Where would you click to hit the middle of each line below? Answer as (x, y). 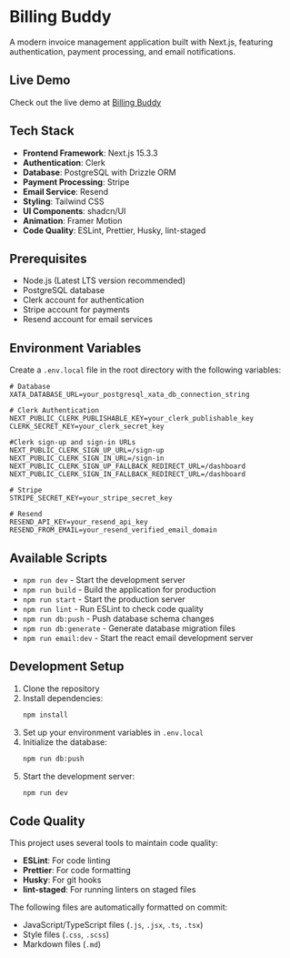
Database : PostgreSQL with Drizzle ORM (99, 172)
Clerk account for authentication (83, 300)
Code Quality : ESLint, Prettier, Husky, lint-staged (114, 230)
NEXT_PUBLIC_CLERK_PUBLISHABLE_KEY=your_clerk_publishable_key (132, 419)
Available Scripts (58, 558)
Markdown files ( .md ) (62, 944)
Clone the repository (61, 688)
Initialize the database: (65, 742)
